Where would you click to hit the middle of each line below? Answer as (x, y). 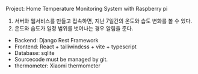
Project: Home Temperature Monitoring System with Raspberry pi (87, 9)
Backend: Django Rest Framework (56, 40)
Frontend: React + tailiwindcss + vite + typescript (75, 47)
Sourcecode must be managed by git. (61, 59)
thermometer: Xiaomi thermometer (57, 66)
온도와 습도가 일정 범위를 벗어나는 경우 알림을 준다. (74, 28)
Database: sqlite (34, 53)
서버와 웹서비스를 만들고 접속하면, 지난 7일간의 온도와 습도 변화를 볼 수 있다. (103, 21)
